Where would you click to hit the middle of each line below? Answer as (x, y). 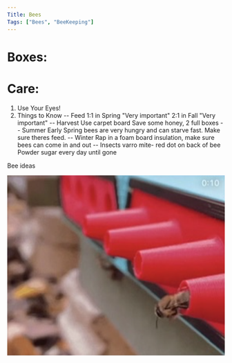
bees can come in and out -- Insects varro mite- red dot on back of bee (119, 145)
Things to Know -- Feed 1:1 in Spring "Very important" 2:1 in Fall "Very (116, 115)
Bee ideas (21, 166)
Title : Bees (24, 15)
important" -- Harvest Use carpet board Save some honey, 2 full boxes (118, 123)
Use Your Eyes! (39, 108)
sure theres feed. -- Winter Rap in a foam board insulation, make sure (116, 137)
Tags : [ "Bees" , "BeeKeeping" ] (51, 22)
